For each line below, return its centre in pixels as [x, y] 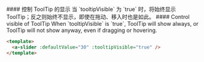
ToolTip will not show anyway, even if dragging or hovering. [82, 30]
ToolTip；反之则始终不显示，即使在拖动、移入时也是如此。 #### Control [98, 17]
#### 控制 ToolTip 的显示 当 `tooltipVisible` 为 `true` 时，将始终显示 [91, 9]
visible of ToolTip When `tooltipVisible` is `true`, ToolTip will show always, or [102, 24]
